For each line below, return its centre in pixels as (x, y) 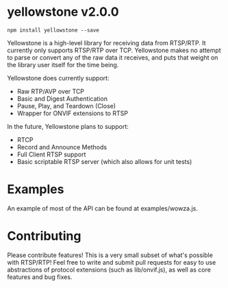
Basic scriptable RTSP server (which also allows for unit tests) (104, 161)
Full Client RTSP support (51, 154)
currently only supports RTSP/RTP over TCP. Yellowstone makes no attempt (114, 50)
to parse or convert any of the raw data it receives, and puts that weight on (113, 57)
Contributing (44, 236)
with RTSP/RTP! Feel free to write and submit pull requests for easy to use (112, 262)
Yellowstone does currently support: (58, 78)
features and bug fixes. (40, 277)
